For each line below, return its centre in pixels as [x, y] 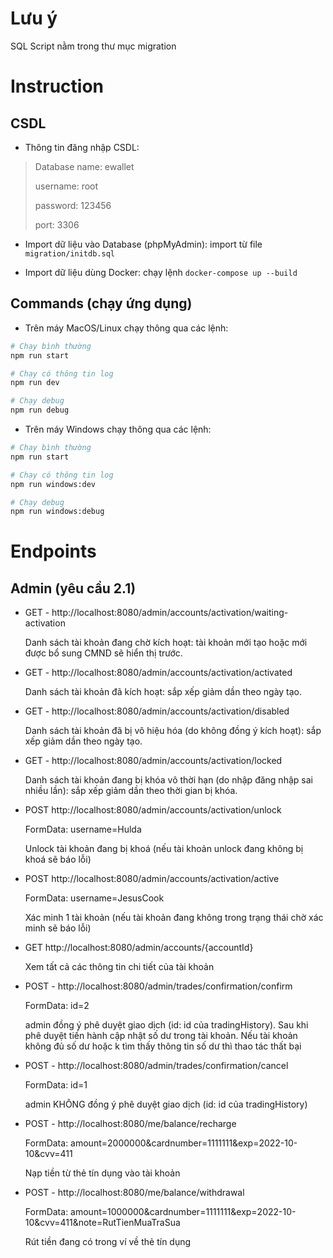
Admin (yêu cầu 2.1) [73, 588]
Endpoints [53, 551]
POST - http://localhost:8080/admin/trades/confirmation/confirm [158, 986]
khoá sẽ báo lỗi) [58, 859]
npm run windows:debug [57, 512]
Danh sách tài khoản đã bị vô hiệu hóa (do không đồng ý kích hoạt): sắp [173, 731]
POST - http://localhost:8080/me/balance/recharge [130, 1124]
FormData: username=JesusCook [94, 898]
